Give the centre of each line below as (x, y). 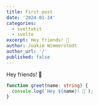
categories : (21, 23)
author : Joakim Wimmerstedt (42, 46)
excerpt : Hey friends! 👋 (38, 40)
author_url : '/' (27, 52)
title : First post (29, 12)
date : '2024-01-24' (31, 18)
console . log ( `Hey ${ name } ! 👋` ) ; (53, 91)
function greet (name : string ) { (47, 86)
